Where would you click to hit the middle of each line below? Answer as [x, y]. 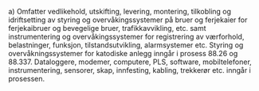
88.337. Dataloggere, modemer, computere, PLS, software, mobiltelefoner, [130, 62]
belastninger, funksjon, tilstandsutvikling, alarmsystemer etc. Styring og [126, 45]
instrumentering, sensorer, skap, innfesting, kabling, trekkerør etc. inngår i [129, 70]
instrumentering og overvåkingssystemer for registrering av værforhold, [126, 36]
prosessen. [27, 79]
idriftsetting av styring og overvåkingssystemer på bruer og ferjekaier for [128, 20]
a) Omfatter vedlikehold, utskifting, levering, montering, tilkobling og [120, 11]
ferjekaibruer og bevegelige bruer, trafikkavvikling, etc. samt [107, 28]
